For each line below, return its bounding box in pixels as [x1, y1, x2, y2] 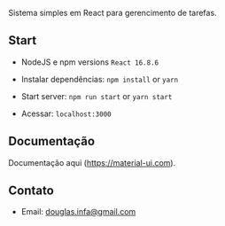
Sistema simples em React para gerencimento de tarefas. [8, 8, 218, 18]
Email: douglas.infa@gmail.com [20, 207, 136, 217]
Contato [8, 183, 54, 199]
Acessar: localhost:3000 [20, 108, 112, 119]
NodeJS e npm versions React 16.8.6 [20, 57, 159, 67]
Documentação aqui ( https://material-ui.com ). [8, 157, 176, 168]
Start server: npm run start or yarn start [20, 90, 173, 101]
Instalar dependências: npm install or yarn [20, 74, 179, 84]
